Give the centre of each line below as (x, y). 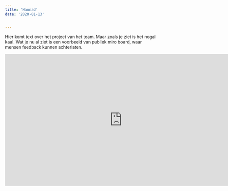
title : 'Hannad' (21, 10)
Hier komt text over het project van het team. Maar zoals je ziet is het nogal (80, 37)
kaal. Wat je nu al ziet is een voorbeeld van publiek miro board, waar (74, 42)
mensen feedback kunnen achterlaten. (44, 47)
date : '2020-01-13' (25, 14)
